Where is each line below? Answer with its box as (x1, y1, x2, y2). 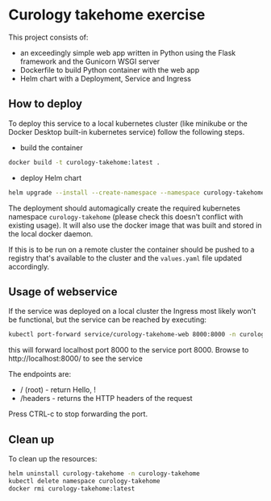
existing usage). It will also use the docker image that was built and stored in (8, 220, 262, 230)
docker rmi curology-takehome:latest (8, 484, 135, 493)
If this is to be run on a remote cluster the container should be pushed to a (8, 244, 255, 254)
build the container (19, 143, 83, 152)
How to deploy (8, 97, 83, 111)
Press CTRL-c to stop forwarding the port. (8, 409, 148, 419)
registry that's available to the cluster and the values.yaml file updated (8, 253, 242, 263)
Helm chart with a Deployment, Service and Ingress (19, 73, 192, 83)
